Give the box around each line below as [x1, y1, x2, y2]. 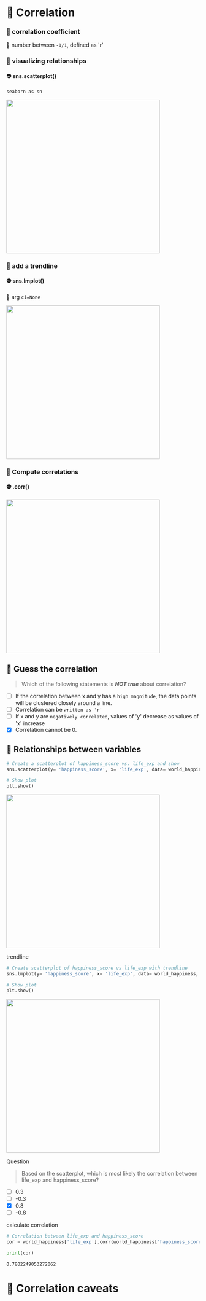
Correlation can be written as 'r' [15, 706, 103, 713]
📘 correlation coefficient [6, 28, 80, 36]
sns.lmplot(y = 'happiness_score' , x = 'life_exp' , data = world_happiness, [6, 971, 199, 977]
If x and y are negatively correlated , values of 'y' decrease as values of [15, 712, 199, 720]
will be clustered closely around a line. [15, 699, 112, 706]
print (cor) [6, 1250, 34, 1256]
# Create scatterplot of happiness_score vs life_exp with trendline [6, 965, 188, 972]
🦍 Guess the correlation [6, 664, 98, 675]
